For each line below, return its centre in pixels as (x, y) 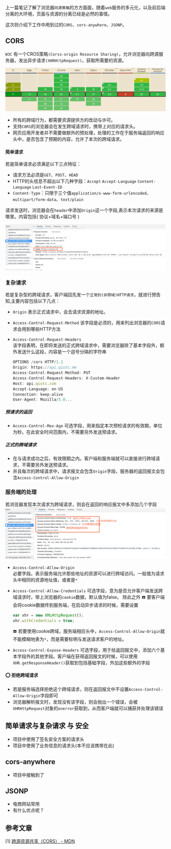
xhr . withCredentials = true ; (44, 621)
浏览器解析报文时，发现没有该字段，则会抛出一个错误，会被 (75, 702)
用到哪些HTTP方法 (41, 329)
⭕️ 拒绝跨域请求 (22, 675)
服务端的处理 (21, 492)
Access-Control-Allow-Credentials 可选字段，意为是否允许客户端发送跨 (88, 590)
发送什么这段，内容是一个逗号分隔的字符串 (62, 352)
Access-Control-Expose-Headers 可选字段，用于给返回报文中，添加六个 (87, 650)
